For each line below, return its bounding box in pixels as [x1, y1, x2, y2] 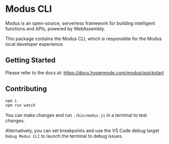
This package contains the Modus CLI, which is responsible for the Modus [5, 35, 162, 42]
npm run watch [5, 103, 36, 108]
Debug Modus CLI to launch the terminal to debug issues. [5, 133, 123, 139]
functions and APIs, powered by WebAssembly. [5, 25, 105, 31]
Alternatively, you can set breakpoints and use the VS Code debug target [5, 128, 160, 134]
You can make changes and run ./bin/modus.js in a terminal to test [5, 112, 147, 118]
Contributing [5, 84, 47, 93]
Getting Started [5, 56, 56, 65]
